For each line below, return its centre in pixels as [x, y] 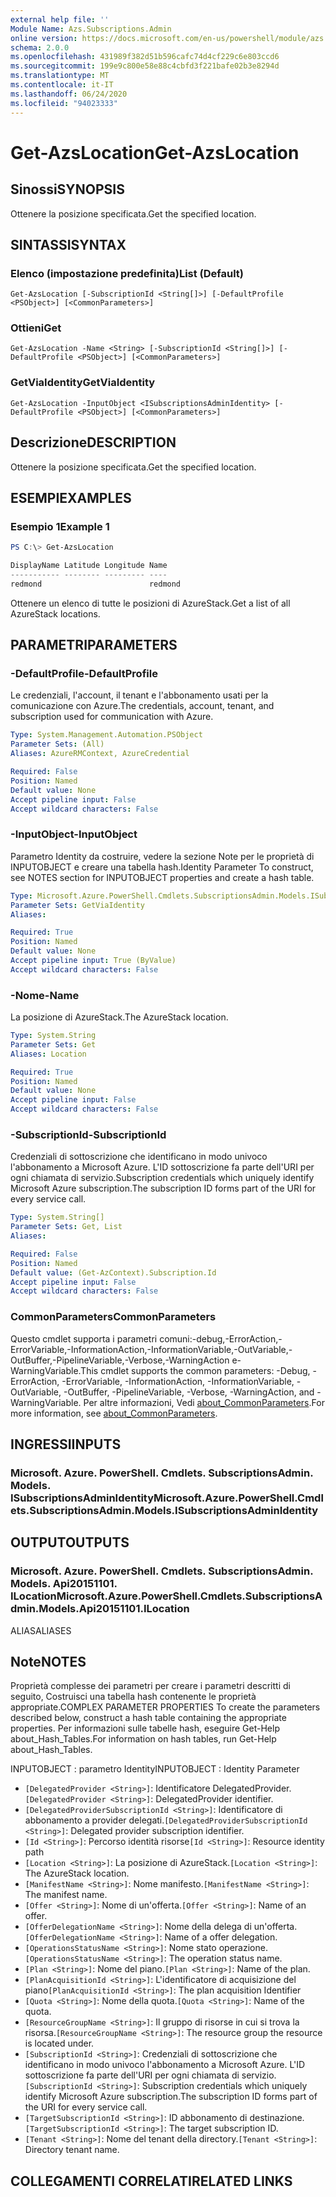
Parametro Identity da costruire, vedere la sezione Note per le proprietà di [162, 856]
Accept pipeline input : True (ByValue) [93, 961]
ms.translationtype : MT [60, 76]
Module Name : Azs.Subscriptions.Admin [91, 29]
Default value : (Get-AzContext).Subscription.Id [113, 1272]
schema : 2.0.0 [40, 47]
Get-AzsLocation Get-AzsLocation [155, 152]
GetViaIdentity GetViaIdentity [83, 383]
